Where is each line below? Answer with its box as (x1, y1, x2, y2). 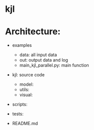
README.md (12, 121, 38, 127)
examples (12, 42, 32, 48)
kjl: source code (12, 72, 45, 78)
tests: (12, 111, 23, 117)
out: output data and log (19, 57, 69, 63)
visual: (19, 92, 33, 98)
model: (19, 81, 34, 87)
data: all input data (19, 52, 57, 58)
